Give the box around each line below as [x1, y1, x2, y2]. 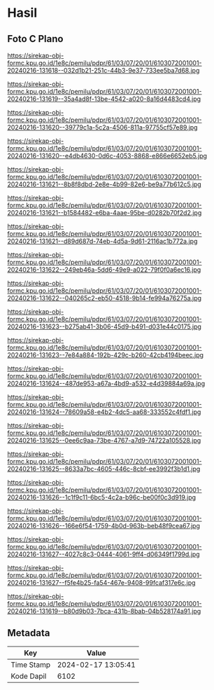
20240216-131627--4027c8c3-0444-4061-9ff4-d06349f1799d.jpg [7, 550, 201, 558]
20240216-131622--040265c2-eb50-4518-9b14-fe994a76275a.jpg [7, 294, 201, 302]
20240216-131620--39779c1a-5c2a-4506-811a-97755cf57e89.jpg [7, 123, 198, 131]
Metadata [7, 627, 50, 639]
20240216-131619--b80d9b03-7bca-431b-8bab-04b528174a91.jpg [7, 607, 201, 615]
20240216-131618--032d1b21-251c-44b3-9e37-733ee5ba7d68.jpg [7, 67, 200, 74]
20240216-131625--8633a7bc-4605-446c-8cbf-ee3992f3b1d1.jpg [7, 464, 201, 473]
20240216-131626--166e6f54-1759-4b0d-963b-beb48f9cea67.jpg [7, 522, 201, 530]
